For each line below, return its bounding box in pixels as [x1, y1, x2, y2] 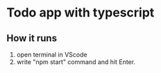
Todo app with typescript [6, 5, 155, 21]
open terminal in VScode [16, 50, 87, 59]
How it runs [6, 32, 57, 44]
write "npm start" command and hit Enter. [16, 58, 136, 66]
